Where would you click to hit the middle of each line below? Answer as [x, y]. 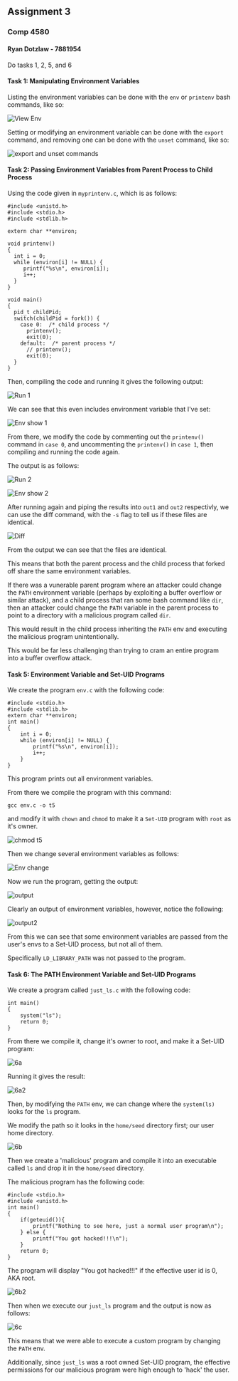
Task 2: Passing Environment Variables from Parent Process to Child [110, 170]
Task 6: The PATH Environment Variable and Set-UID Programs [102, 974]
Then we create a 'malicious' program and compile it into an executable [112, 1161]
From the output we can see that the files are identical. [87, 549]
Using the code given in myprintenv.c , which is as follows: [92, 193]
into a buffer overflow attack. [50, 657]
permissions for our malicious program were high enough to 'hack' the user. [118, 1370]
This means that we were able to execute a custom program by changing [114, 1341]
